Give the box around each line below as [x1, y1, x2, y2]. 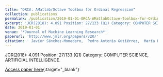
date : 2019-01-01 [5, 25, 40, 30]
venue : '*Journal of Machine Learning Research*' [5, 30, 108, 34]
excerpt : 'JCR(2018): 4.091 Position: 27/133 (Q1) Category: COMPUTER [5, 20, 151, 26]
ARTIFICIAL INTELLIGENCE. [5, 57, 61, 63]
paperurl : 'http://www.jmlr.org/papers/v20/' [5, 34, 98, 39]
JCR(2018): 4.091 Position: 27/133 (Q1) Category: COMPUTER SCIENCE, [5, 52, 149, 58]
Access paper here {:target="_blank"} [5, 66, 80, 72]
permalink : [5, 16, 27, 21]
